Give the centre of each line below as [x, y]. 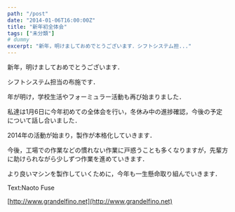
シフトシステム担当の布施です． [53, 82]
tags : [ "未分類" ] [31, 33]
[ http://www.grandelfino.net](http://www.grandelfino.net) [90, 201]
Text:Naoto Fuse [31, 188]
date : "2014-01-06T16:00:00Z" [52, 20]
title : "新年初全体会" [37, 27]
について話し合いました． [44, 120]
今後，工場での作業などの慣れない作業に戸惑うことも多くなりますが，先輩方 [118, 150]
